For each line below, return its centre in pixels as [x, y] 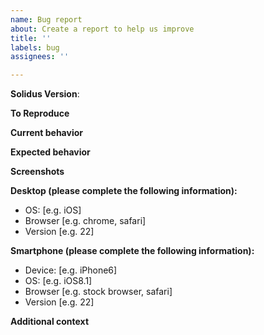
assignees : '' [40, 57]
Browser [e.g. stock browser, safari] [98, 292]
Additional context [50, 322]
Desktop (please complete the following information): [124, 191]
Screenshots [37, 172]
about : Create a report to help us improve [102, 29]
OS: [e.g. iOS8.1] [58, 281]
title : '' [31, 38]
